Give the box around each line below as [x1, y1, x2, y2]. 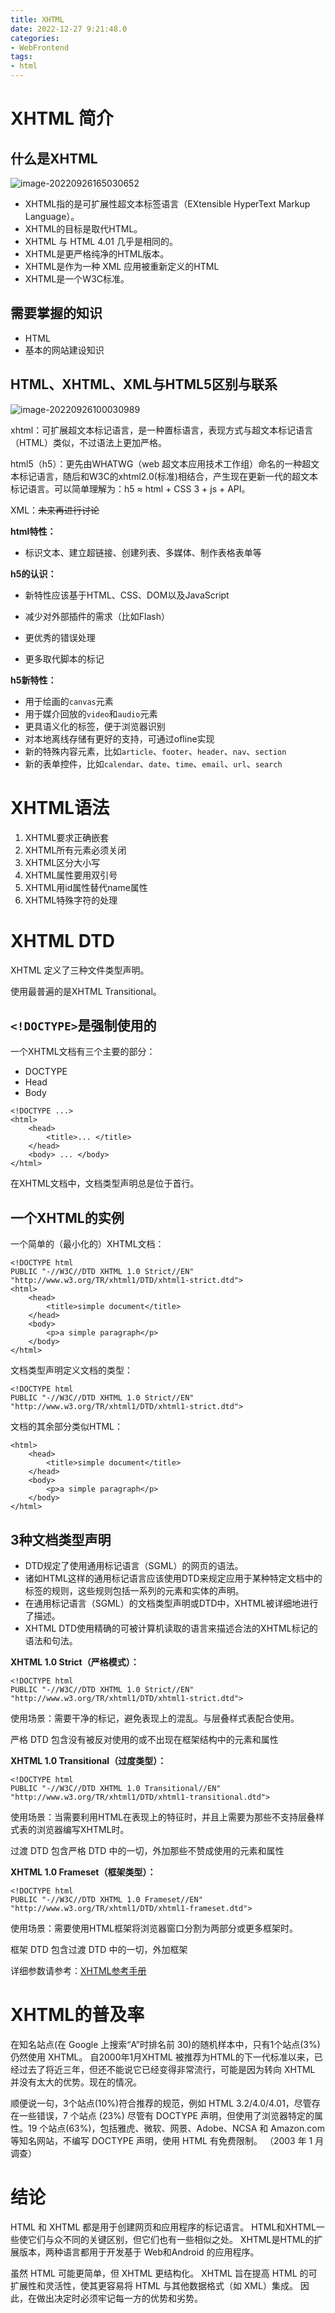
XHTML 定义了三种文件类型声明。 [10, 964, 150, 976]
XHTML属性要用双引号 [24, 869, 118, 881]
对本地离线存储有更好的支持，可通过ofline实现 [24, 732, 215, 745]
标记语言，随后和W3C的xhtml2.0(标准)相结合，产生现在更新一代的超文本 [18, 470, 319, 482]
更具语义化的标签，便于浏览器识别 [24, 720, 166, 732]
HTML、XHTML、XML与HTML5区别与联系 [10, 376, 278, 393]
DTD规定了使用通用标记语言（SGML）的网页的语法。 [24, 1559, 244, 1571]
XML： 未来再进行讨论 [10, 504, 100, 516]
